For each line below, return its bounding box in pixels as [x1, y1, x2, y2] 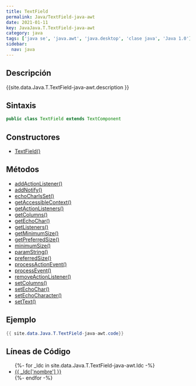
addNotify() [14, 186, 43, 193]
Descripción [6, 68, 51, 78]
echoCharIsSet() [14, 192, 54, 199]
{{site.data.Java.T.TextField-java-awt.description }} [6, 84, 129, 91]
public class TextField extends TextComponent [6, 116, 121, 122]
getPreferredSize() [14, 236, 60, 243]
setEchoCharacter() [14, 291, 62, 298]
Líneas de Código [6, 346, 71, 356]
